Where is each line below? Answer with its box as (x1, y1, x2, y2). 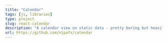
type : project (5, 16, 35, 21)
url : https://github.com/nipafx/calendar (5, 30, 93, 35)
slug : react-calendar (5, 21, 50, 26)
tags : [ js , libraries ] (5, 12, 52, 17)
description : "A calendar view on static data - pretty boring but (5, 26, 149, 31)
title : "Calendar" (5, 7, 43, 12)
